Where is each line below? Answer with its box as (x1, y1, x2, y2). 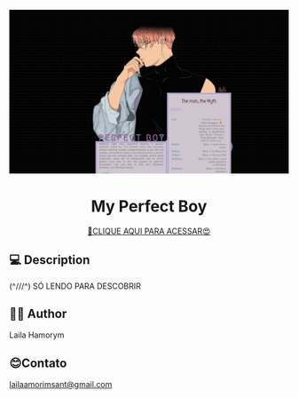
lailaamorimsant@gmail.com (9, 379, 113, 390)
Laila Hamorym (9, 330, 65, 340)
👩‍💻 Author (9, 306, 67, 321)
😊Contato (9, 355, 67, 370)
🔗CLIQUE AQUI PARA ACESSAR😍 (87, 226, 211, 236)
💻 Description (9, 252, 90, 267)
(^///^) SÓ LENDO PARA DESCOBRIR (9, 281, 142, 291)
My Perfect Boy (90, 196, 208, 216)
